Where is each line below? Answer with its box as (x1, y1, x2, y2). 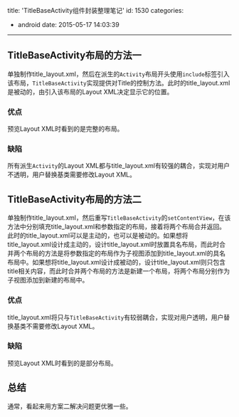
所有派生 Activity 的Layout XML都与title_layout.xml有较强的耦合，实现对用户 (7, 162, 230, 170)
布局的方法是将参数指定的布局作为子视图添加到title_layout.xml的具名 (26, 249, 226, 258)
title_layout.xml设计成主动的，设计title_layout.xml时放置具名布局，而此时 (7, 241, 220, 249)
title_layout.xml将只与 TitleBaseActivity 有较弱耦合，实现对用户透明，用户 (7, 312, 224, 322)
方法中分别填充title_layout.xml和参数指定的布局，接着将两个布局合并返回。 (7, 223, 226, 231)
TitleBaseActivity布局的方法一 (7, 49, 142, 62)
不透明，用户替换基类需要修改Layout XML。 (7, 170, 137, 179)
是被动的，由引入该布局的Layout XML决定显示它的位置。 (7, 88, 174, 96)
